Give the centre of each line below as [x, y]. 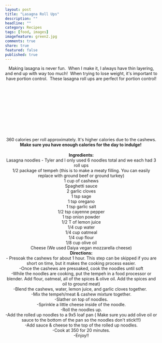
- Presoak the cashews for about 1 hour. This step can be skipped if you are [81, 258]
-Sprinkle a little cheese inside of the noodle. [81, 305]
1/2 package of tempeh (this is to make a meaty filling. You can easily [81, 171]
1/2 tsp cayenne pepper [81, 212]
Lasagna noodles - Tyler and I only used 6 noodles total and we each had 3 [81, 160]
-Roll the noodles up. [81, 310]
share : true [17, 46]
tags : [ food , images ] [27, 32]
